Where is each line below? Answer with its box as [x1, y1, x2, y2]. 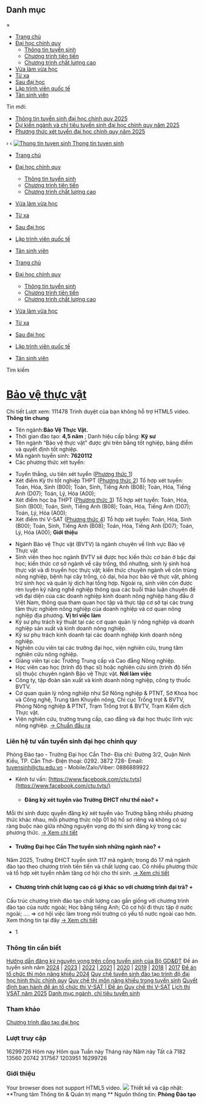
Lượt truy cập [6, 1034, 47, 1042]
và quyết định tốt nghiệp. [15, 445, 79, 453]
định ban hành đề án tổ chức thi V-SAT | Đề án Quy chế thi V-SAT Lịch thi [6, 983, 191, 990]
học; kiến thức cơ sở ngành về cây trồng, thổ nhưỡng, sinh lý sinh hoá [15, 560, 191, 567]
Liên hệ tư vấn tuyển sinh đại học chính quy [6, 737, 138, 746]
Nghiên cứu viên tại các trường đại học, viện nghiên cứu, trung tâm [15, 644, 184, 651]
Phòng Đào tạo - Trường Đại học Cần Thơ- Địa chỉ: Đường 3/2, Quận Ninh [6, 751, 191, 758]
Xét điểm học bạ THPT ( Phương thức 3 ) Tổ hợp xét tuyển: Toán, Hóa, [15, 496, 189, 504]
